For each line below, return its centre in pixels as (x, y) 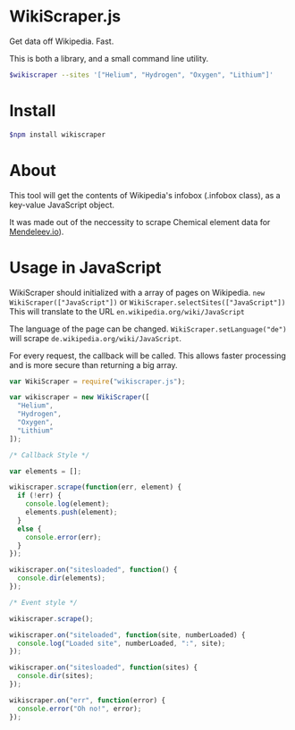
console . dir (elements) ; (61, 578)
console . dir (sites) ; (55, 676)
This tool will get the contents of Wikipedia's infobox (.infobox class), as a (145, 195)
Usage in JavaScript (85, 268)
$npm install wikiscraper (57, 134)
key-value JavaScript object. (62, 205)
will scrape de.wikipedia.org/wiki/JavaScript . (95, 338)
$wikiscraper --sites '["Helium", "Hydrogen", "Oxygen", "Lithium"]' (142, 75)
